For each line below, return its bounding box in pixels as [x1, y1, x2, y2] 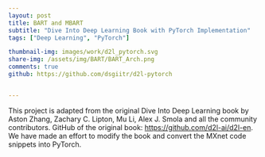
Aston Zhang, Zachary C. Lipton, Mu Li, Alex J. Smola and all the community [8, 114, 257, 124]
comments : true [8, 63, 59, 71]
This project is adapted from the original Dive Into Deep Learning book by [8, 105, 249, 115]
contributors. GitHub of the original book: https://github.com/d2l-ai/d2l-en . [8, 122, 253, 132]
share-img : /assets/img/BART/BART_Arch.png [8, 56, 155, 63]
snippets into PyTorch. [8, 140, 82, 149]
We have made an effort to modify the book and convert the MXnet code [8, 131, 247, 140]
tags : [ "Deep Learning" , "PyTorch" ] [8, 33, 130, 42]
